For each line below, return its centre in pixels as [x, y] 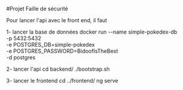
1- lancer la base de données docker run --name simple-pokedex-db [92, 32]
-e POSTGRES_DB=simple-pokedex [51, 45]
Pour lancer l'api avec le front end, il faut [57, 20]
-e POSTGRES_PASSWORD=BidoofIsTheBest [62, 51]
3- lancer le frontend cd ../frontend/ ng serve [63, 81]
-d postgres [21, 57]
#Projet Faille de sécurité [37, 9]
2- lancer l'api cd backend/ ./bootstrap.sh [58, 69]
